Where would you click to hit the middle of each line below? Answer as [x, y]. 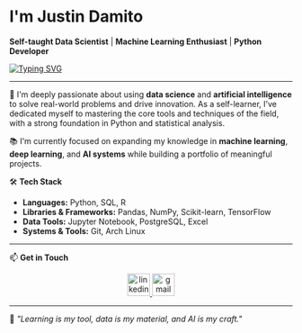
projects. [26, 163]
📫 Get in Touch [39, 257]
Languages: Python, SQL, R [74, 202]
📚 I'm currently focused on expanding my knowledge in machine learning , [149, 140]
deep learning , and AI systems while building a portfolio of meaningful [141, 154]
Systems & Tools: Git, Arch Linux [84, 230]
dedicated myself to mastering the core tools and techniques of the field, [144, 113]
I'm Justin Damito [76, 17]
